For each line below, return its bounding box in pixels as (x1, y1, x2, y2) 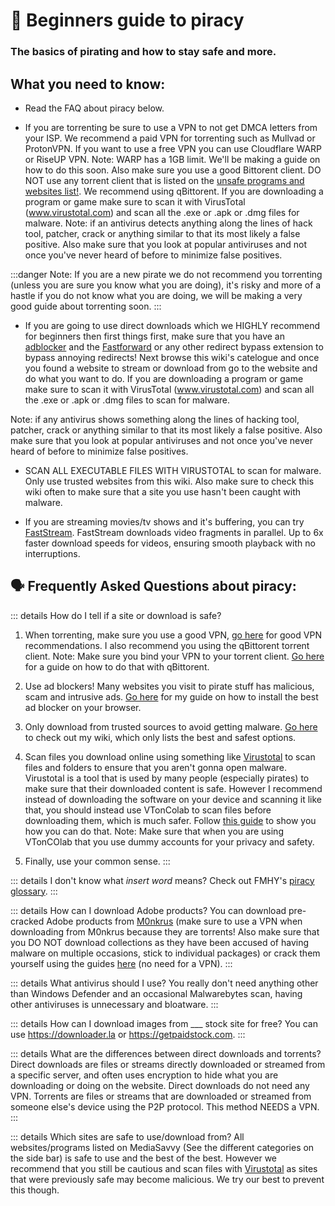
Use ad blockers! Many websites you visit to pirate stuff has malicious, (24, 680, 315, 692)
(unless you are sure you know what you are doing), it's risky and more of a (10, 279, 322, 291)
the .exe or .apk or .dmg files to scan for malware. (24, 394, 231, 406)
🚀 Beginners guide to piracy (10, 9, 245, 32)
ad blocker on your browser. (24, 701, 142, 713)
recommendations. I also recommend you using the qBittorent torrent (24, 639, 310, 651)
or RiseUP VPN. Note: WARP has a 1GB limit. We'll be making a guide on (24, 153, 321, 165)
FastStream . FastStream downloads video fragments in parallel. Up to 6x (24, 526, 324, 538)
